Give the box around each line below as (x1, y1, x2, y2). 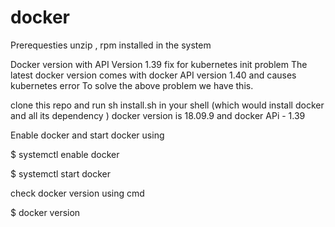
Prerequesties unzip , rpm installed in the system (10, 39, 212, 51)
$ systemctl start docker (10, 167, 112, 180)
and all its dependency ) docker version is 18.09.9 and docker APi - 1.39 (10, 109, 306, 121)
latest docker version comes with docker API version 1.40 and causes (10, 69, 297, 81)
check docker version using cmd (10, 187, 145, 199)
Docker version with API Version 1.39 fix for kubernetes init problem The (10, 58, 308, 70)
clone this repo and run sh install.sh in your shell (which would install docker (10, 99, 325, 111)
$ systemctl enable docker (10, 148, 120, 160)
